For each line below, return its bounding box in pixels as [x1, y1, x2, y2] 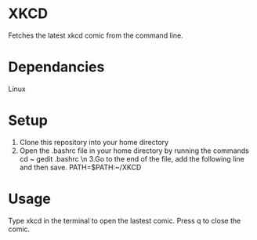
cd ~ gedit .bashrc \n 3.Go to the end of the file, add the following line [19, 154, 244, 163]
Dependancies [8, 58, 105, 76]
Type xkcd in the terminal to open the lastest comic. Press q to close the [8, 216, 241, 225]
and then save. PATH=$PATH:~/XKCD [19, 162, 142, 172]
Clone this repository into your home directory [19, 137, 169, 147]
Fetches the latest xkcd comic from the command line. [8, 31, 183, 40]
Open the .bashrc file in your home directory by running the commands [19, 146, 249, 155]
